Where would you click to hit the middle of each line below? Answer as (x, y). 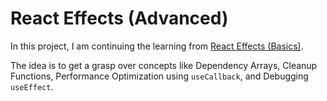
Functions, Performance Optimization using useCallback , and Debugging (159, 76)
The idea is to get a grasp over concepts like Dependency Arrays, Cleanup (164, 65)
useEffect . (32, 86)
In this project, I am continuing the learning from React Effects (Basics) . (157, 46)
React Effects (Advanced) (119, 18)
